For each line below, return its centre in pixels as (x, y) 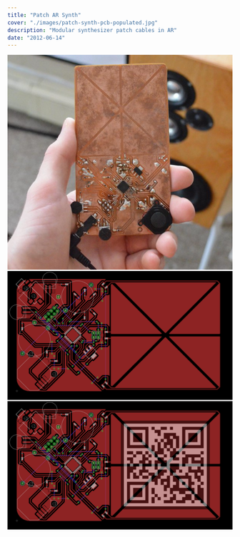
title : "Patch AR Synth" (44, 15)
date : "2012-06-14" (36, 38)
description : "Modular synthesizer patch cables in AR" (92, 30)
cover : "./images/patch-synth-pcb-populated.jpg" (83, 22)
